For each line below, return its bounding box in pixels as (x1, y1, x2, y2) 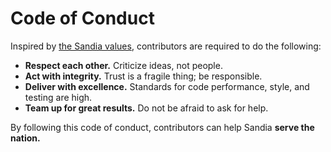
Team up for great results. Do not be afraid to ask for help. (24, 102, 269, 114)
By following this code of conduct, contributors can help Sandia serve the (10, 121, 315, 133)
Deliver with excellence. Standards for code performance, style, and (24, 80, 310, 92)
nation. (10, 132, 41, 144)
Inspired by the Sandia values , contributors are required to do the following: (10, 40, 322, 52)
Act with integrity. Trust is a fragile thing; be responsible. (24, 70, 263, 82)
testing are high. (24, 91, 93, 103)
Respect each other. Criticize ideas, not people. (24, 59, 223, 71)
